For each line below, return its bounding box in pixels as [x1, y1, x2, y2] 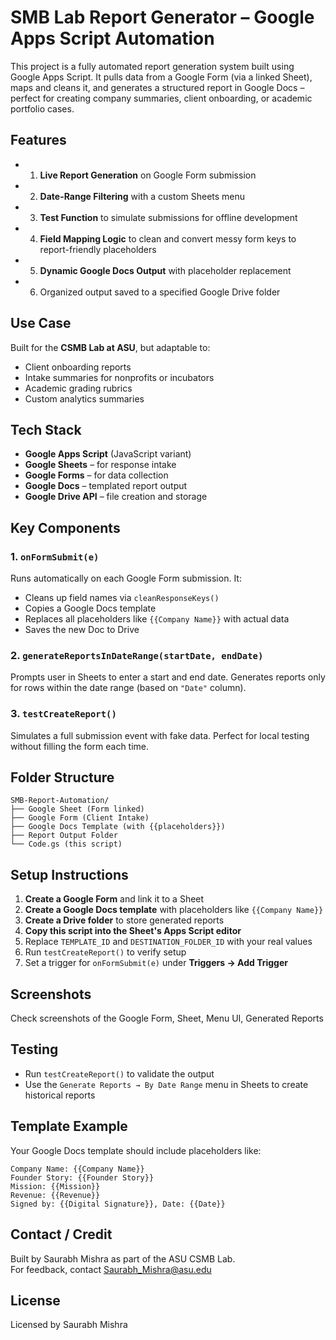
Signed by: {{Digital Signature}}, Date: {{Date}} [10, 1199, 226, 1209]
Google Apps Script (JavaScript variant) [24, 448, 192, 460]
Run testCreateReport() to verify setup [24, 946, 187, 958]
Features [10, 132, 67, 149]
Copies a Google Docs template [24, 602, 157, 615]
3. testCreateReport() [10, 707, 117, 721]
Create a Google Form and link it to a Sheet [24, 893, 205, 905]
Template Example [10, 1118, 128, 1135]
